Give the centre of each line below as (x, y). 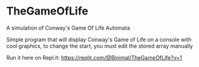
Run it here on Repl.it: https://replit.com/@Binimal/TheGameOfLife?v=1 (94, 57)
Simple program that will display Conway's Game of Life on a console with (99, 39)
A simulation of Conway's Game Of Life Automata (68, 28)
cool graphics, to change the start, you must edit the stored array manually (99, 46)
